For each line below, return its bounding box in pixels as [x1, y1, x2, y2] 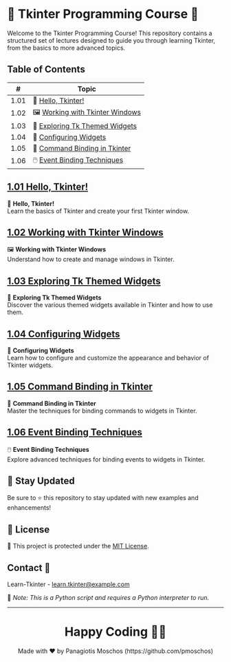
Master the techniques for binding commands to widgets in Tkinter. [7, 406, 197, 415]
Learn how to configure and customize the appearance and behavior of [7, 354, 210, 362]
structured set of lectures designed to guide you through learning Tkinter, [7, 36, 215, 44]
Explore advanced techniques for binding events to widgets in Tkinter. [7, 455, 206, 464]
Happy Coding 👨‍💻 [64, 624, 167, 640]
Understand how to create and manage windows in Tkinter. [7, 255, 175, 264]
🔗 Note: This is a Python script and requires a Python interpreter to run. [7, 594, 210, 602]
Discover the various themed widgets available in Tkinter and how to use [7, 301, 213, 309]
